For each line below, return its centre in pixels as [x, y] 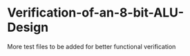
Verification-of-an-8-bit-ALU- [96, 13]
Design [28, 27]
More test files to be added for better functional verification [92, 46]
